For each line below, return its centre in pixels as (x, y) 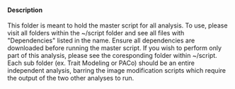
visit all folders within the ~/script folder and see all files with (96, 33)
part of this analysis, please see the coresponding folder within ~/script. (112, 56)
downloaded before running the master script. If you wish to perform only (114, 48)
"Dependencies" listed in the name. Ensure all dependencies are (101, 41)
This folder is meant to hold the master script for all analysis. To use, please (117, 25)
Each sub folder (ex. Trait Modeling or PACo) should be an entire (101, 63)
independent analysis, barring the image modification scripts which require (117, 71)
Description (25, 10)
